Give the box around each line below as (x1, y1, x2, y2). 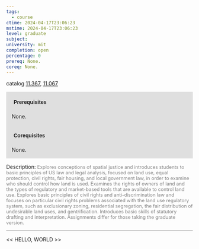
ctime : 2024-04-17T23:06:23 (6, 20, 76, 25)
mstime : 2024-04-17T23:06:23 (6, 25, 78, 31)
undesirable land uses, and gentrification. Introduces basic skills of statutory (6, 209, 177, 215)
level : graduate (6, 31, 46, 37)
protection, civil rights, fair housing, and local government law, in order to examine (6, 175, 190, 181)
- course (11, 14, 33, 20)
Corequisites (14, 132, 46, 139)
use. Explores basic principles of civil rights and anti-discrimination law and (6, 192, 175, 199)
